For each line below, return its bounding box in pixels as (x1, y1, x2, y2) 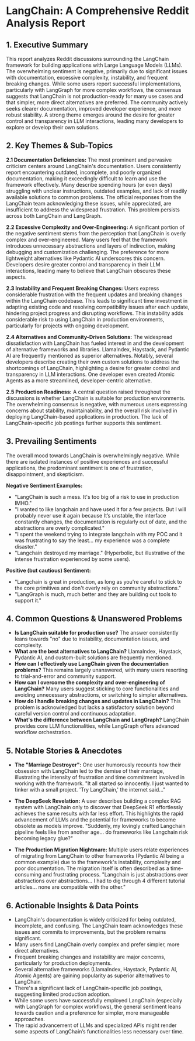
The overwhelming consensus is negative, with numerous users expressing (6, 400, 187, 408)
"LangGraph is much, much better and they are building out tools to (14, 590, 177, 598)
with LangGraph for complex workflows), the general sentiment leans (14, 1003, 182, 1011)
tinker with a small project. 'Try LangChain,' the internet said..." (14, 786, 166, 793)
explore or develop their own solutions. (6, 124, 100, 131)
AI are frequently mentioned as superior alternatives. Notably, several (6, 352, 173, 359)
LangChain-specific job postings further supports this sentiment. (6, 419, 162, 426)
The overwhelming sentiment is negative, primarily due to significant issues (6, 68, 188, 74)
